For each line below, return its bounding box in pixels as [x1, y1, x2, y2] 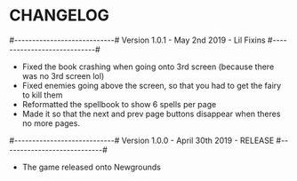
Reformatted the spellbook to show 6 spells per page [21, 98, 217, 109]
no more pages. [21, 117, 80, 129]
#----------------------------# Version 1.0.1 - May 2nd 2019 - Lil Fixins [9, 35, 266, 45]
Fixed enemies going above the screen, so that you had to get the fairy [21, 80, 282, 90]
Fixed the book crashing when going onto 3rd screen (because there [21, 61, 275, 72]
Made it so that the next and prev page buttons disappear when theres [21, 108, 281, 119]
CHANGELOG [9, 5, 109, 26]
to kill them [21, 90, 63, 100]
